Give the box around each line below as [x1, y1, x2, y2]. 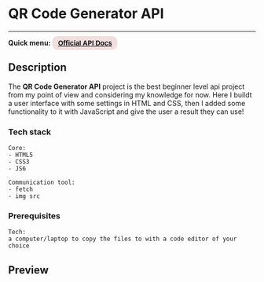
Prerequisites [8, 210, 60, 221]
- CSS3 [8, 158, 30, 166]
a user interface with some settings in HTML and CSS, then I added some [8, 98, 246, 108]
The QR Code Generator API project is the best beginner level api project [8, 82, 245, 91]
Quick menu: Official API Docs [8, 38, 112, 47]
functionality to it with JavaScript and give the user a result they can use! [8, 107, 244, 116]
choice [8, 242, 30, 250]
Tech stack [8, 126, 51, 137]
